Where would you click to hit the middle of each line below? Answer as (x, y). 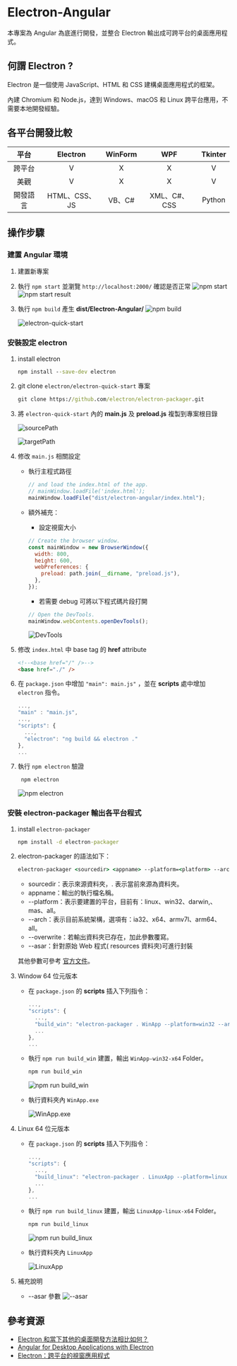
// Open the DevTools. (61, 614)
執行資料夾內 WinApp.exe (63, 1100)
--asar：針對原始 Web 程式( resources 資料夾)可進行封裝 (110, 946)
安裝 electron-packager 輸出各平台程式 (74, 813)
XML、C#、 (169, 195)
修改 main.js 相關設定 (49, 457)
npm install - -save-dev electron (67, 372)
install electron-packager (54, 829)
